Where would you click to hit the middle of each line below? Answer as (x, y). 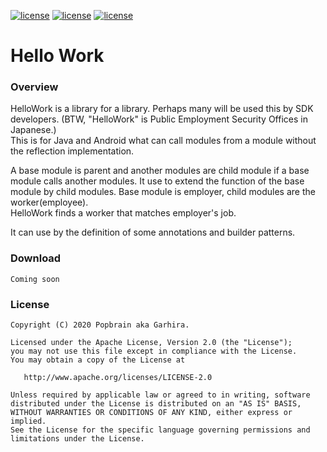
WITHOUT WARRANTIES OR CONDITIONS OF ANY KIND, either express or (151, 413)
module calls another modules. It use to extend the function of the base (157, 181)
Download (36, 258)
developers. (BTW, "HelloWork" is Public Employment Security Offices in (159, 119)
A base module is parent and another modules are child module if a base (160, 171)
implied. (28, 421)
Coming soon (35, 279)
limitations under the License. (77, 439)
